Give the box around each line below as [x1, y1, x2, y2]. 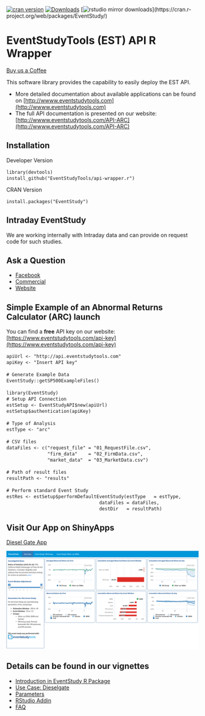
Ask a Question [6, 255, 66, 265]
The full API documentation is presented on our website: [15, 110, 157, 117]
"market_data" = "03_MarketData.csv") [47, 457, 149, 464]
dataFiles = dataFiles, [99, 500, 160, 506]
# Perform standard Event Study [6, 488, 88, 494]
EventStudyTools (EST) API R [6, 34, 156, 48]
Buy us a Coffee [6, 66, 47, 74]
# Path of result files [6, 470, 67, 476]
